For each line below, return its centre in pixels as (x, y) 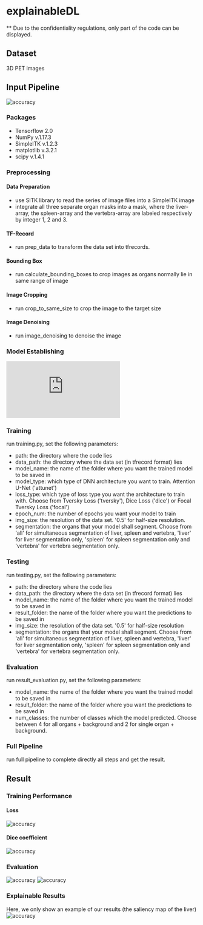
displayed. (19, 34)
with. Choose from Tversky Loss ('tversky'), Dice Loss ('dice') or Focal (103, 501)
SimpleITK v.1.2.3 (36, 143)
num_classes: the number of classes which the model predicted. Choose (106, 717)
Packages (21, 118)
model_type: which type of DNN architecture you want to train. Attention (105, 481)
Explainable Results (36, 896)
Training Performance (39, 796)
